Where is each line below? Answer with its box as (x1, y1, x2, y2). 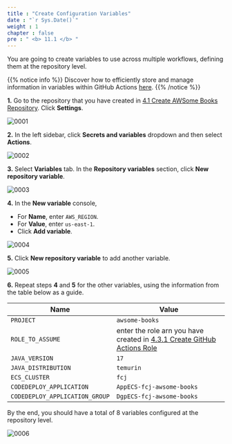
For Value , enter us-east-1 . (17, 220, 95, 229)
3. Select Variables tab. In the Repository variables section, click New (7, 165, 209, 173)
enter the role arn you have (116, 326, 204, 336)
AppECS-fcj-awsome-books (116, 383, 198, 391)
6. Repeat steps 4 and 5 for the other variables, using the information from (7, 281, 220, 290)
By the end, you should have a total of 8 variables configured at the (7, 409, 199, 417)
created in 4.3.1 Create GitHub (116, 335, 216, 344)
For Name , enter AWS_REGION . (17, 213, 99, 221)
